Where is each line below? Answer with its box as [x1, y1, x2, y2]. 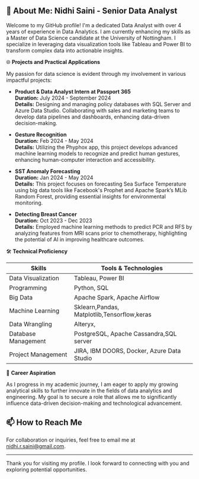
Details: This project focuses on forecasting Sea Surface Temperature [14, 180, 187, 187]
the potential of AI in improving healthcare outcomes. [14, 235, 145, 243]
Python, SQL [73, 283, 109, 292]
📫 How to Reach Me [6, 417, 82, 427]
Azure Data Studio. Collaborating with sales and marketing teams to [14, 107, 180, 114]
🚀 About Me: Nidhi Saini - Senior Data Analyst [6, 6, 178, 16]
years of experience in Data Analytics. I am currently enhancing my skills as [6, 28, 191, 35]
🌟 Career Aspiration [6, 369, 56, 376]
